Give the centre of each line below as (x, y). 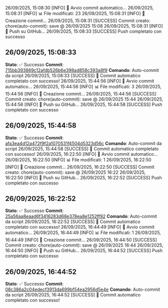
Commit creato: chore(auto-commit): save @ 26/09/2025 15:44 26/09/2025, (84, 99)
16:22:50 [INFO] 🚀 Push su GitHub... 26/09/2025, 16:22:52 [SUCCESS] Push (83, 177)
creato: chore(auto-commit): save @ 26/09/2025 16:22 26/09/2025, (75, 172)
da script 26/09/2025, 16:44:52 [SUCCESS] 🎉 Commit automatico (73, 295)
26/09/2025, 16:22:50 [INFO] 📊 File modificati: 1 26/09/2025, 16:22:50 (78, 160)
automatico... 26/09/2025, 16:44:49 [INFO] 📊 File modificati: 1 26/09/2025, (83, 233)
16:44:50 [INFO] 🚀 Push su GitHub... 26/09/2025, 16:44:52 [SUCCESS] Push (84, 251)
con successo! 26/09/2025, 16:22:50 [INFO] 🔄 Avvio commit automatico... (81, 154)
